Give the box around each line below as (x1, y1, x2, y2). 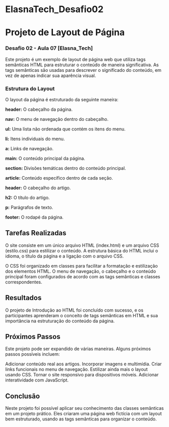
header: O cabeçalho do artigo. (5, 185, 71, 191)
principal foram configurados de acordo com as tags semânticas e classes (5, 273, 160, 279)
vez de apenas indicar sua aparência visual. (5, 72, 96, 78)
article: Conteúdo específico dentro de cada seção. (5, 175, 114, 181)
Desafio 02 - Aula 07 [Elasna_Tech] (5, 45, 93, 52)
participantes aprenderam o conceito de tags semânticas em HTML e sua (5, 312, 158, 318)
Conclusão (5, 392, 40, 400)
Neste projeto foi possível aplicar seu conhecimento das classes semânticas (5, 405, 164, 411)
